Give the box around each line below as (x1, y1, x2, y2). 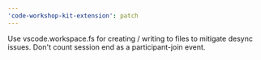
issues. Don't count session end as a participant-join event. (7, 42, 206, 52)
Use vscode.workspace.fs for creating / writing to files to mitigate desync (7, 34, 253, 43)
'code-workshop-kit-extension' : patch (7, 11, 139, 20)
